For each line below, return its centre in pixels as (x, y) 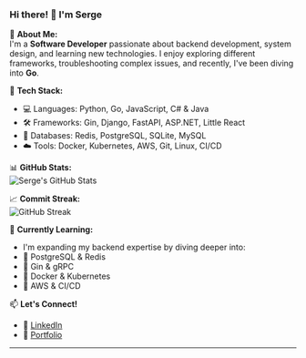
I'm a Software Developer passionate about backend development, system (150, 44)
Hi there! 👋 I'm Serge (56, 15)
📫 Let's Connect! (43, 304)
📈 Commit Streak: (45, 199)
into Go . (24, 73)
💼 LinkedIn (42, 325)
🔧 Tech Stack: (36, 91)
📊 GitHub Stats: (41, 168)
